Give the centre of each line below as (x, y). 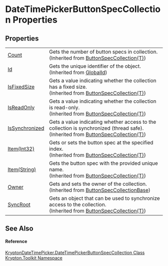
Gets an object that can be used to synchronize (104, 198)
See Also (19, 229)
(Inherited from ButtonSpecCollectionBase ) (100, 190)
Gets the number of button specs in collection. (103, 52)
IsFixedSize (21, 87)
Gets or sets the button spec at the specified (101, 143)
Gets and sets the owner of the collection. (98, 184)
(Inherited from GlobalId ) (78, 72)
